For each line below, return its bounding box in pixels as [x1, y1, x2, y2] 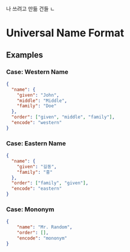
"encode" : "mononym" [17, 235, 67, 241]
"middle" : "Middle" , [17, 97, 67, 104]
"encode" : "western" [11, 120, 62, 126]
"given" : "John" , [17, 92, 60, 98]
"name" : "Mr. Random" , [17, 224, 73, 230]
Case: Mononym [6, 205, 55, 213]
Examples [6, 50, 43, 60]
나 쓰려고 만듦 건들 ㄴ [6, 5, 55, 12]
